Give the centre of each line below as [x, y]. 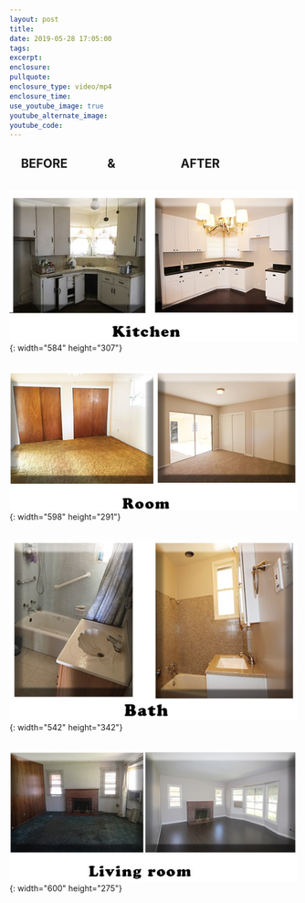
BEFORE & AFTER [121, 163]
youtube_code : [37, 125]
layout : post [34, 19]
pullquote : [30, 78]
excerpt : [26, 58]
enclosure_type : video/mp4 [61, 87]
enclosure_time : [40, 96]
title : [22, 29]
